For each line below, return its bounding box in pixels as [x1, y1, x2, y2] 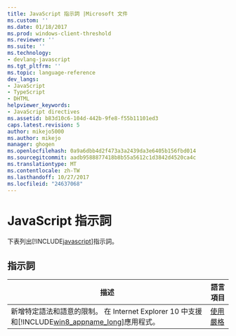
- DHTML [7, 96, 30, 103]
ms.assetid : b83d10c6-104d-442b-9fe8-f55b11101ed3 [7, 115, 159, 122]
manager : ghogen [7, 141, 55, 148]
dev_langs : [7, 75, 39, 83]
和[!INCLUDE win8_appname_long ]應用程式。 [11, 317, 160, 327]
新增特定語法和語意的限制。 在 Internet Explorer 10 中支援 [11, 306, 202, 316]
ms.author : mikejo [7, 134, 61, 141]
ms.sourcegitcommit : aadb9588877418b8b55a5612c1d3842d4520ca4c [7, 154, 197, 162]
